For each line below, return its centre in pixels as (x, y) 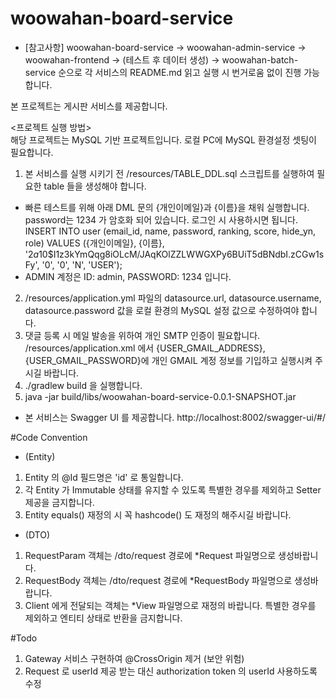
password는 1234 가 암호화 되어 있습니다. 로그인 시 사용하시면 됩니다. (161, 219)
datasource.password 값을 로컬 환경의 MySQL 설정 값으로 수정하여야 (162, 310)
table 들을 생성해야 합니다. (95, 186)
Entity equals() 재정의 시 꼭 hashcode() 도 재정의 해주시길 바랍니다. (158, 514)
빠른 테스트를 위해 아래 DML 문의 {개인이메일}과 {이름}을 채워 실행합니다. (167, 207)
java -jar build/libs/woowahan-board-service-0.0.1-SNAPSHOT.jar (160, 396)
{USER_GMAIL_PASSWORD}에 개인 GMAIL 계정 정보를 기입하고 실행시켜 (168, 360)
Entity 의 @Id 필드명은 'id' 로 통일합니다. (104, 477)
